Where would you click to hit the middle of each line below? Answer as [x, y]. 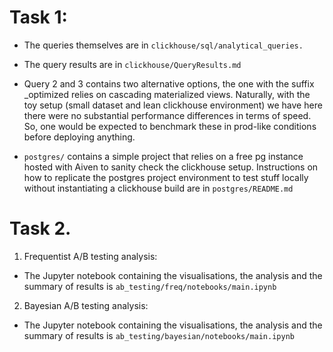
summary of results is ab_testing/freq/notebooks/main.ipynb [150, 286]
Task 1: [38, 17]
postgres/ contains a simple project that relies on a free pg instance [163, 156]
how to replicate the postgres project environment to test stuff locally [166, 177]
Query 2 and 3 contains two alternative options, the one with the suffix [169, 83]
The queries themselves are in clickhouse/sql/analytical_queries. [163, 45]
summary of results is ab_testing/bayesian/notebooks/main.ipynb [159, 335]
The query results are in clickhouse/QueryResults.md [132, 64]
